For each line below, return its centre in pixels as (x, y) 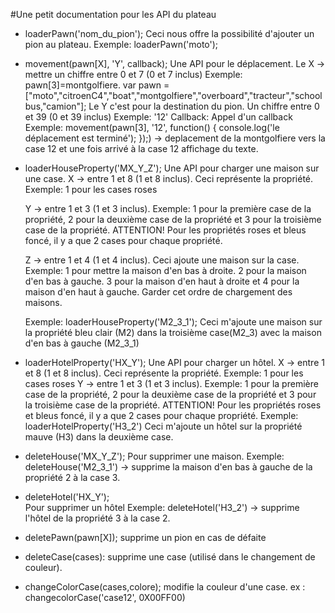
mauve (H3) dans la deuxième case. (99, 437)
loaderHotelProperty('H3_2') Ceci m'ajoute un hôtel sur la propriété (163, 426)
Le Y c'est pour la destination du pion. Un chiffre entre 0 (204, 106)
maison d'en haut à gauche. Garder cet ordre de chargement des (158, 292)
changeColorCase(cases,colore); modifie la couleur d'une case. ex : (165, 587)
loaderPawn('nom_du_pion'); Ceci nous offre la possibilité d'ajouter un (169, 33)
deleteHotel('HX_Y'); (67, 497)
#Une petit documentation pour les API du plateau (113, 14)
